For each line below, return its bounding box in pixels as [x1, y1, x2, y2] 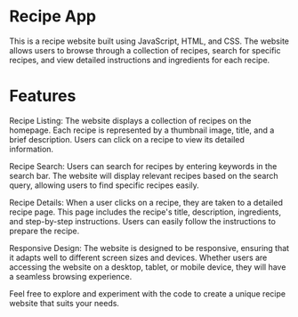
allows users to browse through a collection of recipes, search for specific [9, 45, 282, 55]
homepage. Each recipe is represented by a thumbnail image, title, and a [9, 125, 275, 135]
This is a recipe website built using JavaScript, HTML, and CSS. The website [9, 36, 290, 46]
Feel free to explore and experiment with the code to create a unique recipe [9, 288, 286, 299]
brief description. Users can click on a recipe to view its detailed [9, 134, 245, 144]
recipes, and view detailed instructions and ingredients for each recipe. [9, 54, 270, 65]
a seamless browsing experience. [9, 271, 133, 281]
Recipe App [9, 6, 96, 27]
